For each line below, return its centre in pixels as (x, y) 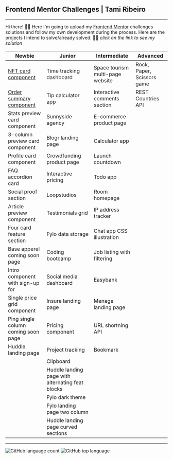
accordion (20, 177)
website (103, 80)
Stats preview (24, 113)
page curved (62, 427)
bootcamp (59, 259)
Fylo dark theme (66, 397)
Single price (22, 298)
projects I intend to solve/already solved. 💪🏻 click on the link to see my (80, 38)
